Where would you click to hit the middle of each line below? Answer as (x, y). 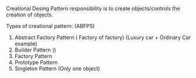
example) (26, 44)
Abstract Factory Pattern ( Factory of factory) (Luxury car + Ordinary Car (103, 37)
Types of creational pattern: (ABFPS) (50, 26)
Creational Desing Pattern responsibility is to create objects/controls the (93, 9)
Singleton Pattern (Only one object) (57, 69)
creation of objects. (30, 15)
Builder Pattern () (35, 50)
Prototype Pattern (36, 62)
